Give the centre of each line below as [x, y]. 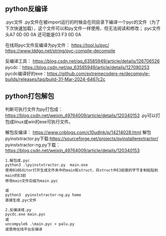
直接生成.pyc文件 [21, 200]
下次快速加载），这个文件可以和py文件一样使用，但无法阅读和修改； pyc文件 [83, 28]
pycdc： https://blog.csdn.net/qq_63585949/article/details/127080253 [77, 67]
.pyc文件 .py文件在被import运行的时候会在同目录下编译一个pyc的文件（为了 [83, 22]
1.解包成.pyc [17, 160]
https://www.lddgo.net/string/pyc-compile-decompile [60, 50]
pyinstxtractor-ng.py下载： [33, 144]
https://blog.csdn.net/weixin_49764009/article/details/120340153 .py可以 [81, 115]
